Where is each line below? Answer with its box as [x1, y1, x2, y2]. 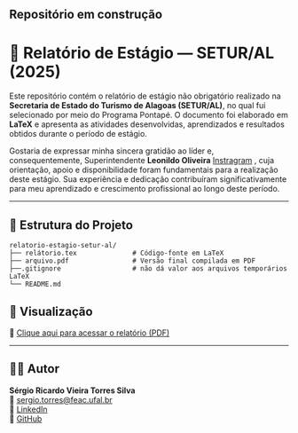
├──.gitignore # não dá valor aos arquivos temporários [9, 264, 288, 273]
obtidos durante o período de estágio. [9, 129, 148, 139]
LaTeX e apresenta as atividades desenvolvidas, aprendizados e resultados [9, 119, 286, 130]
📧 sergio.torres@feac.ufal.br [9, 394, 113, 405]
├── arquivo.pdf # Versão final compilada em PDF [9, 256, 255, 265]
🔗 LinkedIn [9, 404, 48, 414]
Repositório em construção [9, 7, 162, 22]
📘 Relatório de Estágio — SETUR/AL [9, 43, 275, 63]
